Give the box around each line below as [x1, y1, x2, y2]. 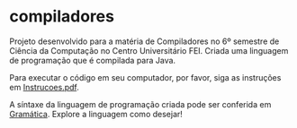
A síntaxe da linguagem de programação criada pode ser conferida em [9, 98, 272, 109]
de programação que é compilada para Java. [9, 55, 176, 65]
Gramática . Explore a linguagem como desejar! [9, 108, 183, 119]
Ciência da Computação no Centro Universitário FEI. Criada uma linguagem [9, 45, 289, 55]
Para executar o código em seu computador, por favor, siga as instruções [9, 72, 282, 82]
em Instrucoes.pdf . [9, 81, 79, 92]
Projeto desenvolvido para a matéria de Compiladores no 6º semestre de [9, 36, 280, 47]
